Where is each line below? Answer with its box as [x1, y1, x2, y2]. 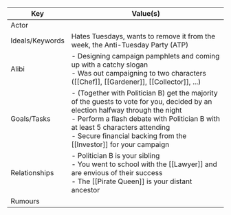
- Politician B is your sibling [71, 151, 160, 160]
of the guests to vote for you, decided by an [71, 97, 212, 106]
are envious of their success [71, 168, 163, 177]
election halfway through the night [71, 106, 182, 115]
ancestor [71, 185, 100, 194]
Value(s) [131, 9, 160, 18]
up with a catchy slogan [71, 60, 148, 69]
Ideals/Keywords [10, 36, 65, 45]
